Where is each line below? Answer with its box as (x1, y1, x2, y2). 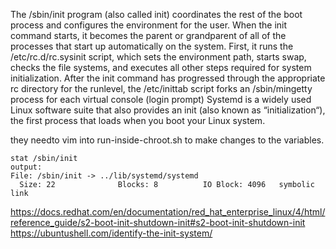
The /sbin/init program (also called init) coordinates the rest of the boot (10, 9, 303, 20)
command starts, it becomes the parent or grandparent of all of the (10, 30, 287, 41)
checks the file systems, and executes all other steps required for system (10, 62, 312, 73)
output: (10, 162, 43, 172)
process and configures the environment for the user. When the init (10, 19, 288, 31)
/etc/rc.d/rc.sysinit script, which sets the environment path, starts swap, (10, 51, 307, 63)
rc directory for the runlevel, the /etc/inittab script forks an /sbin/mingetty (10, 83, 313, 94)
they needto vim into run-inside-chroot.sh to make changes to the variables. (10, 134, 325, 146)
